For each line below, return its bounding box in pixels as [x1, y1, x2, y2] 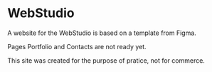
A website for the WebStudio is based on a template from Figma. [7, 29, 197, 37]
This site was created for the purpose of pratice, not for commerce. [7, 56, 205, 65]
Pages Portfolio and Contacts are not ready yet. [7, 42, 147, 51]
